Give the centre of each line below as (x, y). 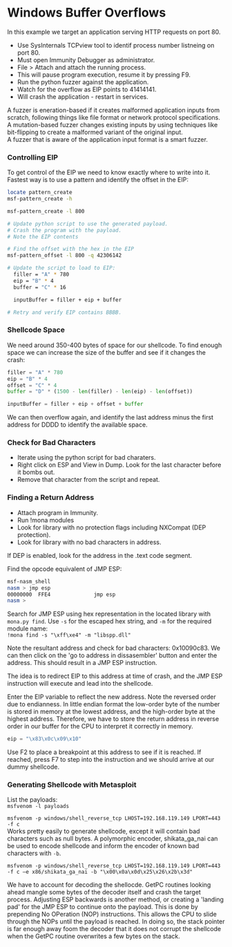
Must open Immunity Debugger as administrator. (86, 59)
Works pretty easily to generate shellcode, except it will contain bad (104, 832)
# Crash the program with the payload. (65, 230)
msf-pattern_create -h (40, 199)
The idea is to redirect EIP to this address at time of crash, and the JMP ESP (115, 676)
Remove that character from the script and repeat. (88, 480)
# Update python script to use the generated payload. (88, 224)
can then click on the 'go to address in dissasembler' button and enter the (112, 655)
